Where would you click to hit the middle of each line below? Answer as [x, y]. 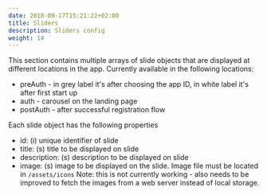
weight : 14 [26, 38]
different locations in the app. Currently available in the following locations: [131, 69]
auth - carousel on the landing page [79, 101]
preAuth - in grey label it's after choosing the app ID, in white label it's [134, 84]
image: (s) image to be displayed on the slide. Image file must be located [139, 166]
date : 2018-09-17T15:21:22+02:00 [64, 16]
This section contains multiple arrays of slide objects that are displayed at [129, 60]
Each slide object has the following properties [83, 125]
